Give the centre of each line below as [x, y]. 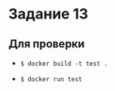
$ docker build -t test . [64, 64]
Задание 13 [49, 14]
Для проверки [47, 44]
